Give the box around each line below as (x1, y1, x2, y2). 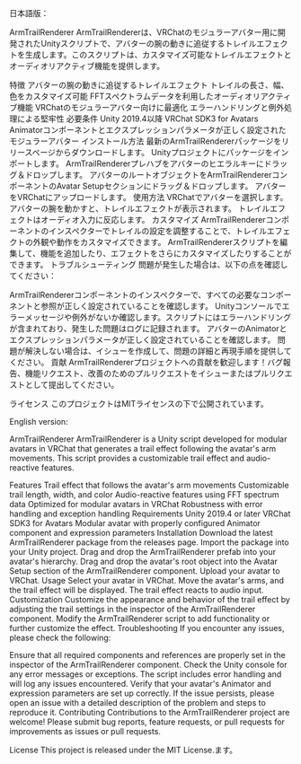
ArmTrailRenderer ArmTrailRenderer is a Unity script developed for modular (9, 434, 288, 444)
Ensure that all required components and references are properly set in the (9, 650, 286, 660)
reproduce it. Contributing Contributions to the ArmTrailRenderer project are (9, 707, 290, 717)
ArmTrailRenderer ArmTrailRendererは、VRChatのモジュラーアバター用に (9, 27, 279, 38)
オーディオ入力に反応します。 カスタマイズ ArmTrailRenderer (40, 215, 267, 224)
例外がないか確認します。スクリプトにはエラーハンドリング (71, 312, 292, 322)
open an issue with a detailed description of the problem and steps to (9, 698, 267, 707)
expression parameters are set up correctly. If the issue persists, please (9, 688, 275, 698)
